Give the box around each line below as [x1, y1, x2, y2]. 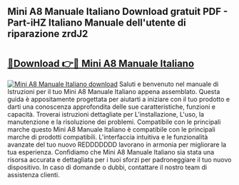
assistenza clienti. [7, 171, 61, 179]
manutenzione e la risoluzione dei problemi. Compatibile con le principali [7, 117, 221, 126]
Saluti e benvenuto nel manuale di [118, 80, 219, 88]
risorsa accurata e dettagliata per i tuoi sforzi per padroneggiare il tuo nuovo [7, 156, 232, 164]
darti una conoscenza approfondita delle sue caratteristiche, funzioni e [7, 102, 216, 111]
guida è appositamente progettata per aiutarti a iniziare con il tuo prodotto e [7, 95, 230, 103]
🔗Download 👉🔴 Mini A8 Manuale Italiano [7, 57, 195, 70]
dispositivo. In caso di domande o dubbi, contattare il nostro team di [7, 163, 208, 171]
